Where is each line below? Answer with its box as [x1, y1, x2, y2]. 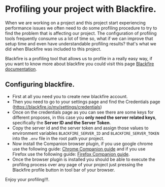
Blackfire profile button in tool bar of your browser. [12, 167, 115, 173]
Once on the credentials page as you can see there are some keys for [12, 109, 154, 115]
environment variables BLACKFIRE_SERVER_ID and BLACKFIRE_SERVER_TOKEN [12, 130, 160, 136]
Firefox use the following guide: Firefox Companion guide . [12, 151, 130, 157]
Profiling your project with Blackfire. [5, 3, 157, 15]
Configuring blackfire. [5, 80, 75, 89]
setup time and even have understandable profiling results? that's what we [5, 40, 157, 46]
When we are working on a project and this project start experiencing [5, 20, 146, 26]
